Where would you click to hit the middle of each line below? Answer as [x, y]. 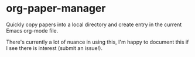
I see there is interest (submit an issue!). [54, 48]
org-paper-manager [56, 8]
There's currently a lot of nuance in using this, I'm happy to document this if [97, 42]
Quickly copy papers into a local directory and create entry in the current [94, 24]
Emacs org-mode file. [32, 30]
